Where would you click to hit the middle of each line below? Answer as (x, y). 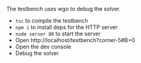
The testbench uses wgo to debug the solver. (63, 9)
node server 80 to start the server (58, 34)
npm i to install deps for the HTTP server (66, 27)
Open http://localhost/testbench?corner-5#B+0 (75, 40)
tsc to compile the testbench (51, 20)
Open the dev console (43, 46)
